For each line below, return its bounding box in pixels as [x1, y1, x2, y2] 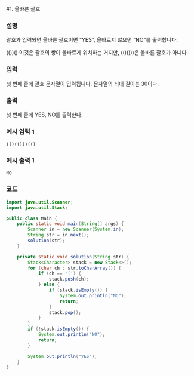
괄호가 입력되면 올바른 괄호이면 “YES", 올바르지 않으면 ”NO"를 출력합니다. [6, 36, 178, 44]
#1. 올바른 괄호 [6, 5, 41, 12]
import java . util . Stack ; [6, 205, 68, 211]
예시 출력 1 [6, 156, 35, 165]
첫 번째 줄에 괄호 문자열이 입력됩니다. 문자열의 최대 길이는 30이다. [6, 80, 159, 87]
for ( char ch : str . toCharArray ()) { [27, 265, 121, 271]
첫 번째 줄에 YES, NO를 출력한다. [6, 111, 83, 118]
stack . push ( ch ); [48, 276, 90, 282]
